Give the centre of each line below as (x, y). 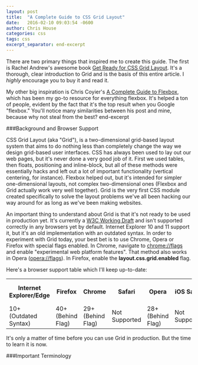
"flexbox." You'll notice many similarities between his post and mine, (89, 111)
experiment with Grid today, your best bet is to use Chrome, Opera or (90, 239)
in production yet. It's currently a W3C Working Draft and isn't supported (94, 220)
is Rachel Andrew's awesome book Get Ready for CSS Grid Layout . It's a (94, 67)
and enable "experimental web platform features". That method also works (97, 251)
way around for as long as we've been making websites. (74, 202)
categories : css (26, 34)
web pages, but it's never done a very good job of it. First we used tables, (95, 159)
